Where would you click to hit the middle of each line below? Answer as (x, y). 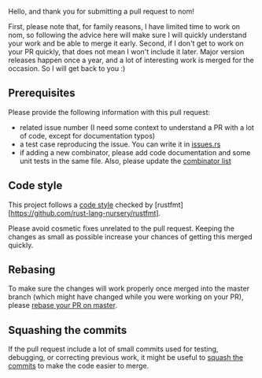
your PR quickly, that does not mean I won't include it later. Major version (126, 52)
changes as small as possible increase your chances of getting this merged (130, 236)
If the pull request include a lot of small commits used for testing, (113, 349)
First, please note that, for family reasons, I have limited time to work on (124, 26)
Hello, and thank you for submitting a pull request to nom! (101, 11)
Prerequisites (42, 93)
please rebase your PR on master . (63, 306)
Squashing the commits (68, 330)
